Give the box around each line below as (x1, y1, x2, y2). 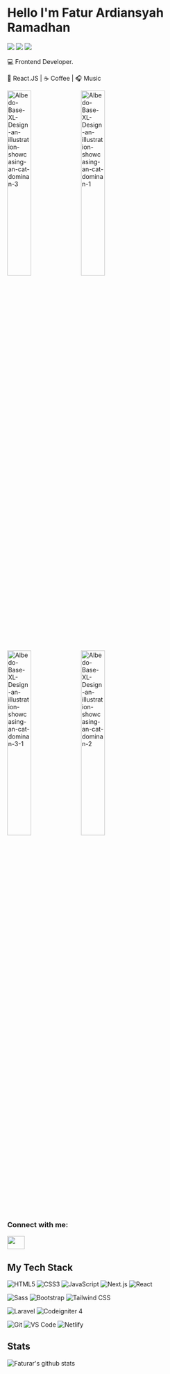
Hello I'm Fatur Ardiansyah (7, 5, 164, 21)
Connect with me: (7, 1219, 69, 1229)
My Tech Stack (7, 1261, 73, 1273)
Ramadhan (7, 19, 71, 35)
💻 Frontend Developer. (7, 57, 74, 65)
